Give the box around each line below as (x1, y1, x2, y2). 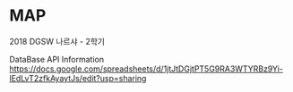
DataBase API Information (9, 54, 105, 64)
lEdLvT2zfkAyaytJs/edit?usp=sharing (9, 72, 147, 83)
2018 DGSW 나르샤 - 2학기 (9, 36, 106, 46)
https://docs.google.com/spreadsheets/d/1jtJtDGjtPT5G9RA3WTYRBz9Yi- (9, 63, 284, 74)
